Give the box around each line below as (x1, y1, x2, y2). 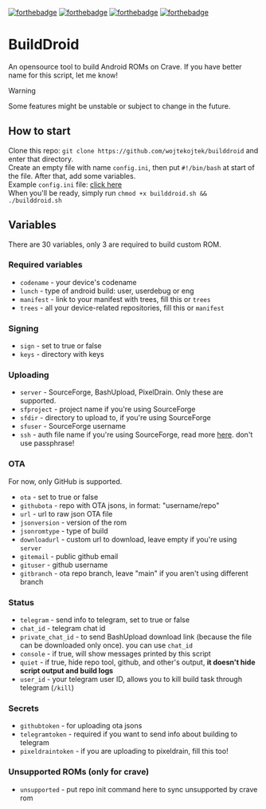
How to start (8, 125, 71, 138)
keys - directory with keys (19, 350, 105, 359)
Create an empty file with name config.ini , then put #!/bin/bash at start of (8, 162, 255, 172)
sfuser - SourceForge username (19, 422, 126, 431)
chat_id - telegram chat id (19, 624, 106, 633)
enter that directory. (8, 154, 74, 164)
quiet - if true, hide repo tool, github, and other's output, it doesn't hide (19, 657, 256, 667)
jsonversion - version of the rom (19, 518, 127, 527)
